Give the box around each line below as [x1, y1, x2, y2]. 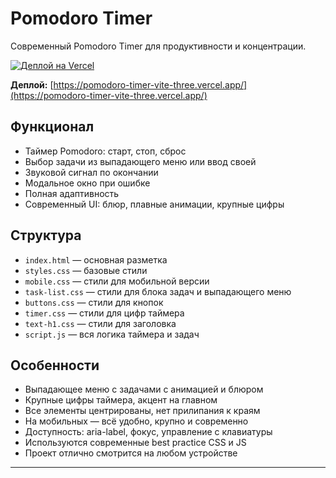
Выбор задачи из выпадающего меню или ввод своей [24, 155, 257, 167]
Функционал [10, 118, 95, 136]
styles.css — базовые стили [24, 264, 148, 276]
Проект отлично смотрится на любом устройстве [24, 447, 238, 459]
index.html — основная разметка [24, 253, 168, 266]
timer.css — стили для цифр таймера [24, 307, 185, 319]
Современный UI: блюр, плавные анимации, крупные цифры [24, 198, 285, 210]
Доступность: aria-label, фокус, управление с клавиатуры [24, 426, 273, 438]
